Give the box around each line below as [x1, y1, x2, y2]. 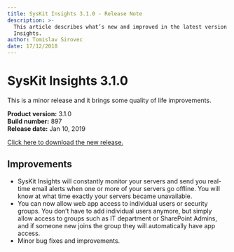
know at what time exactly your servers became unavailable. [17, 192, 193, 200]
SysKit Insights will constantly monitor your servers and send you [17, 176, 207, 185]
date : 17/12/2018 [7, 43, 58, 50]
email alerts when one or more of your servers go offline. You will [32, 184, 221, 192]
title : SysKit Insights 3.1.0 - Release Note [7, 10, 142, 17]
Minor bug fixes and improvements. [17, 236, 121, 245]
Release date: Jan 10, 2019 [7, 124, 86, 133]
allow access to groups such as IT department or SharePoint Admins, [17, 214, 218, 223]
